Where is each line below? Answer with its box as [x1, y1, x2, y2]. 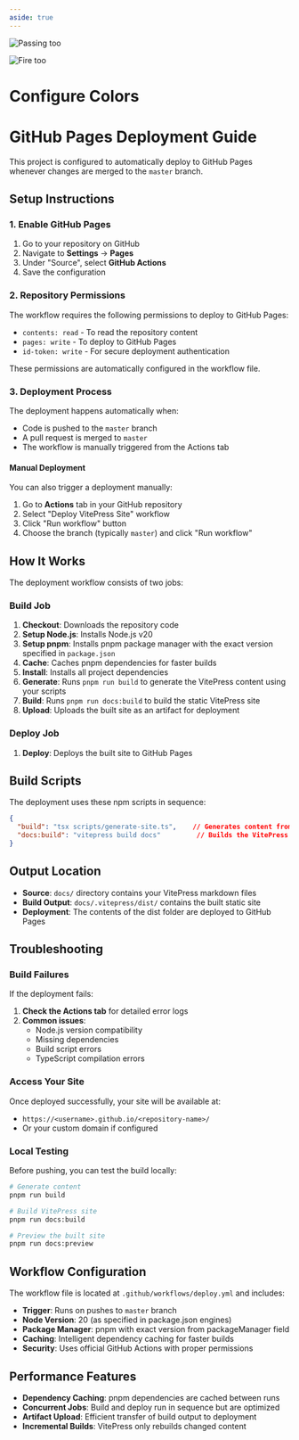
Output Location [9, 864, 101, 879]
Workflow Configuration [9, 1263, 147, 1280]
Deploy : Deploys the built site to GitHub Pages [21, 747, 193, 758]
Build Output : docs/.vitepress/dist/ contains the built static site [21, 897, 261, 908]
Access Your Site [9, 1075, 85, 1088]
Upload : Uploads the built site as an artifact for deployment [21, 705, 240, 716]
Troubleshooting [9, 942, 104, 957]
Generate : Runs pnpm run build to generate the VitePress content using [21, 677, 287, 687]
